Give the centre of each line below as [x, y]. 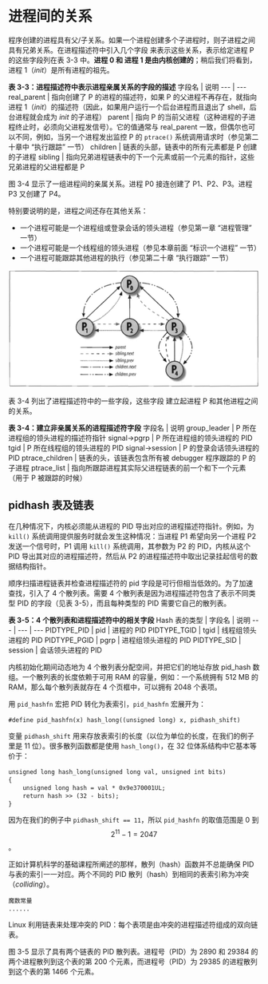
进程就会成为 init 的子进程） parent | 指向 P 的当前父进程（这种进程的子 [132, 117]
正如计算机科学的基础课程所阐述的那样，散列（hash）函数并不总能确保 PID [131, 864]
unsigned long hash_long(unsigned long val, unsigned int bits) [117, 772]
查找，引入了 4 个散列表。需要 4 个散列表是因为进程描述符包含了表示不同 [128, 593]
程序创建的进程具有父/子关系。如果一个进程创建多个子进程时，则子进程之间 [132, 40]
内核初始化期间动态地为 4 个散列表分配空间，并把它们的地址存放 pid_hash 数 [134, 667]
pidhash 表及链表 [51, 505]
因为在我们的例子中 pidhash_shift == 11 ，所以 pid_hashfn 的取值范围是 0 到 [134, 819]
